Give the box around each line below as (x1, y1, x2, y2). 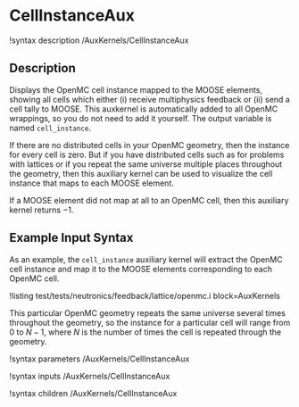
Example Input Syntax (9, 230, 134, 245)
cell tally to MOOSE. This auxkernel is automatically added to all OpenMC (9, 104, 278, 114)
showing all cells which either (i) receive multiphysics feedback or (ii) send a (9, 94, 290, 104)
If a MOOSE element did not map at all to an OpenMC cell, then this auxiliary (9, 195, 289, 205)
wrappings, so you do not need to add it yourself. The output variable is (9, 112, 272, 123)
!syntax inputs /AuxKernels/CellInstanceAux (9, 370, 170, 381)
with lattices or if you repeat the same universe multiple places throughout (9, 158, 283, 170)
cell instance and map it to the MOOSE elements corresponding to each (9, 263, 272, 274)
